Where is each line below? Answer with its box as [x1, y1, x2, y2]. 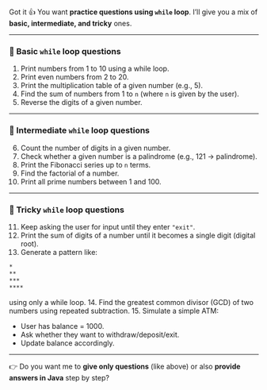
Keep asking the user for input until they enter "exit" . [20, 222, 196, 231]
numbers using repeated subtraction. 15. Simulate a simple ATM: [9, 306, 219, 315]
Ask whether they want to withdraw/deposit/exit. [20, 330, 180, 339]
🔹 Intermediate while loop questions [9, 125, 150, 136]
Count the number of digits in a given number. [20, 143, 171, 153]
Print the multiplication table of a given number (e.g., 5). [20, 81, 204, 91]
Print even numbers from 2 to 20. [20, 72, 129, 82]
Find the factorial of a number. [20, 168, 120, 178]
